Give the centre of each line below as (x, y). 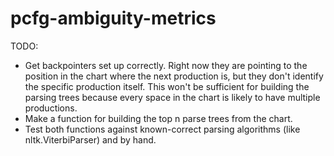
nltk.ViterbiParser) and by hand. (90, 139)
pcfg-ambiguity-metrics (113, 18)
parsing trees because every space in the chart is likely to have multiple (172, 97)
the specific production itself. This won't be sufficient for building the (167, 86)
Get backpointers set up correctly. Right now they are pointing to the (166, 65)
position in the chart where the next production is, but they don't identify (174, 76)
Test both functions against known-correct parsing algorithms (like (162, 129)
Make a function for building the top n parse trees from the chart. (158, 118)
